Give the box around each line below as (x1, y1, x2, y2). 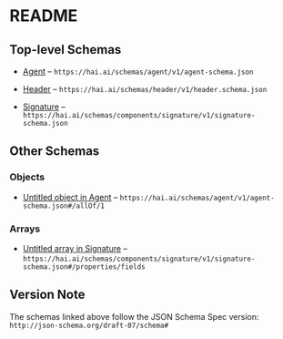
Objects (9, 170, 45, 183)
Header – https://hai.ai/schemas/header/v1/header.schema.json (22, 84, 268, 94)
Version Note (9, 287, 86, 303)
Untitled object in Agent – (22, 191, 118, 202)
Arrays (9, 222, 41, 235)
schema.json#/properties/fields (22, 262, 146, 272)
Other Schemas (9, 143, 100, 159)
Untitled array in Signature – (22, 242, 127, 253)
